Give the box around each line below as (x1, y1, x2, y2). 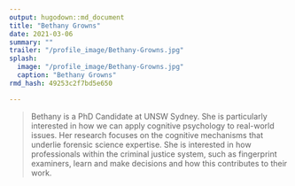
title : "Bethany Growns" (9, 21, 101, 30)
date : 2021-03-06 (9, 29, 74, 38)
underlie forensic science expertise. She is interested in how (30, 139, 252, 150)
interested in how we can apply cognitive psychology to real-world (30, 120, 275, 131)
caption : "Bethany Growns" (17, 71, 117, 80)
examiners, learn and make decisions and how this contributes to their (30, 158, 288, 168)
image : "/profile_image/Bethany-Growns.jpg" (17, 63, 184, 72)
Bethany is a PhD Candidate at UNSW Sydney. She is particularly (30, 111, 268, 121)
